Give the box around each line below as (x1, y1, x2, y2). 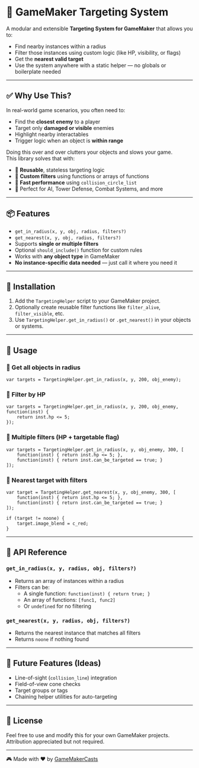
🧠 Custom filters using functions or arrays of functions (14, 172, 149, 180)
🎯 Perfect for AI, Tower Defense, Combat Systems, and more (14, 185, 163, 192)
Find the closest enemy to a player (14, 118, 101, 125)
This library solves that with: (6, 154, 75, 162)
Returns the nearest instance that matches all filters (14, 629, 141, 636)
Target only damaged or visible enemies (14, 124, 114, 131)
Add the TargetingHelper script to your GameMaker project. (14, 297, 161, 304)
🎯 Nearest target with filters (6, 476, 88, 484)
